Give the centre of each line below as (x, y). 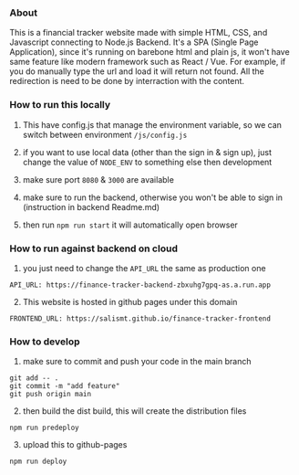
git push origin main (51, 395)
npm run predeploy (44, 428)
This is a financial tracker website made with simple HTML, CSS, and (139, 33)
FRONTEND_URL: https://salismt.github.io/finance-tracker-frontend (140, 318)
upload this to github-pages (75, 445)
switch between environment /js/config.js (105, 134)
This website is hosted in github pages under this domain (130, 301)
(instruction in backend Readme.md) (91, 206)
